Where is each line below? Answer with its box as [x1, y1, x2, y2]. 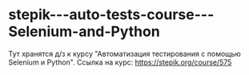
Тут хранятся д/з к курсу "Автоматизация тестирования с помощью [8, 49, 242, 58]
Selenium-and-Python [8, 22, 160, 41]
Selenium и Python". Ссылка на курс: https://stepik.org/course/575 [8, 57, 232, 67]
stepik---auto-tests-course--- [8, 6, 215, 24]
